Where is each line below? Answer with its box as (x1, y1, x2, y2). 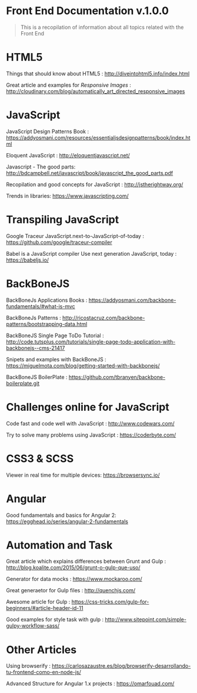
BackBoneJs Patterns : (6, 314, 62, 321)
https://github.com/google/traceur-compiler (6, 239, 113, 246)
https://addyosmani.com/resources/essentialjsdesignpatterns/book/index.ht (6, 134, 191, 141)
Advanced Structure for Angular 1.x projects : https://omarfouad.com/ (6, 680, 175, 687)
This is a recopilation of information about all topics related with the (20, 24, 184, 31)
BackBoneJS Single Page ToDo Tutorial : (6, 332, 104, 339)
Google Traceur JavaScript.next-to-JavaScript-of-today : (6, 232, 144, 239)
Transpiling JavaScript (6, 213, 119, 226)
